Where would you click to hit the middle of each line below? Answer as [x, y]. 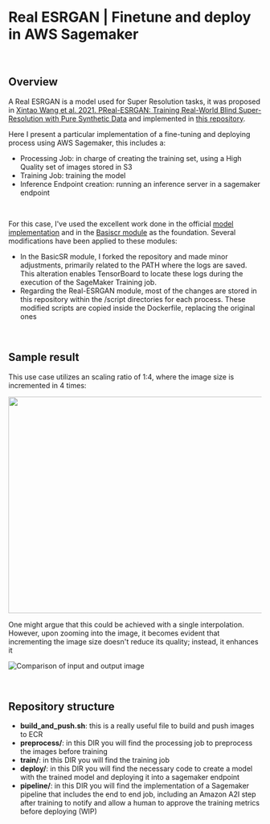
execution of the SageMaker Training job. [88, 282]
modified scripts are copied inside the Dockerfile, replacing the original [137, 308]
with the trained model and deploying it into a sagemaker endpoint [129, 777]
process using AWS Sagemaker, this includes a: [87, 143]
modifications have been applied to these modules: [93, 241]
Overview [33, 82]
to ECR [31, 735]
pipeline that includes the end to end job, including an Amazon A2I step [138, 794]
